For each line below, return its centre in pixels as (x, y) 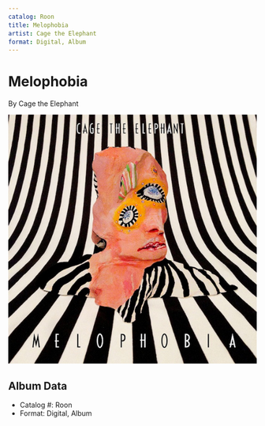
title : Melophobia (38, 25)
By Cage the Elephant (43, 104)
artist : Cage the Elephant (52, 33)
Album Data (38, 386)
